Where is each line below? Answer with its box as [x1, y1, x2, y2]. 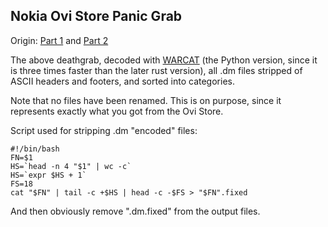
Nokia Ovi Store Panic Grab [10, 8, 183, 25]
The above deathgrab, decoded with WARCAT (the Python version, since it [10, 54, 318, 66]
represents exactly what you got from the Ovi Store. [10, 105, 224, 117]
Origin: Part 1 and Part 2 [10, 34, 109, 46]
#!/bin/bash [10, 144, 60, 154]
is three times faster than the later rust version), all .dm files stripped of [10, 64, 303, 76]
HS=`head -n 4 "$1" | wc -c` [10, 161, 132, 171]
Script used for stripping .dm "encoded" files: [10, 124, 198, 136]
